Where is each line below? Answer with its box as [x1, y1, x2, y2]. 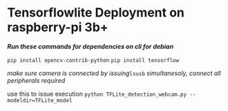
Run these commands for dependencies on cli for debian [7, 42, 174, 50]
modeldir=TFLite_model [7, 97, 73, 104]
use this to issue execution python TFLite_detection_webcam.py [7, 90, 187, 98]
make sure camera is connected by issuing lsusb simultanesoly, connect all [7, 69, 221, 77]
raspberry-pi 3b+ [7, 19, 108, 35]
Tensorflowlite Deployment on [7, 5, 185, 21]
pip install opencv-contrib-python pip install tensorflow [7, 57, 180, 63]
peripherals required [7, 76, 66, 84]
